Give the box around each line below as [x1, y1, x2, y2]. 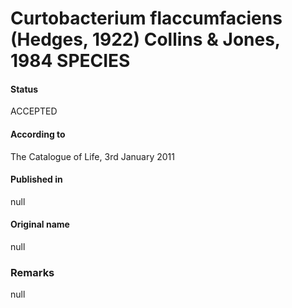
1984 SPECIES [10, 50, 131, 72]
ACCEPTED [10, 105, 58, 117]
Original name [10, 218, 70, 231]
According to [10, 128, 66, 140]
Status [10, 83, 39, 95]
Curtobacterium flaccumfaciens [10, 7, 283, 30]
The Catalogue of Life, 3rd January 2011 [10, 150, 175, 162]
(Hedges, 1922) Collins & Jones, [10, 28, 281, 51]
